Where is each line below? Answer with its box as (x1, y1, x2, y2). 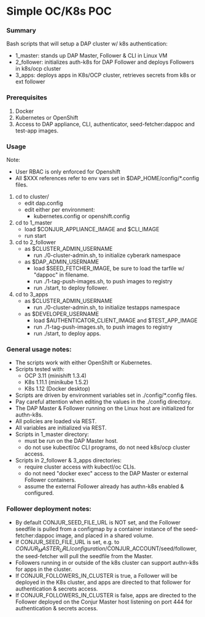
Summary (6, 26, 37, 35)
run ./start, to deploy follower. (33, 284, 109, 292)
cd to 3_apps (15, 291, 48, 298)
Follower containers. (24, 477, 76, 484)
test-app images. (15, 127, 59, 134)
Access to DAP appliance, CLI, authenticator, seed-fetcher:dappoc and (15, 120, 195, 128)
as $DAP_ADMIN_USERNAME (24, 258, 99, 266)
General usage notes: (6, 345, 72, 353)
